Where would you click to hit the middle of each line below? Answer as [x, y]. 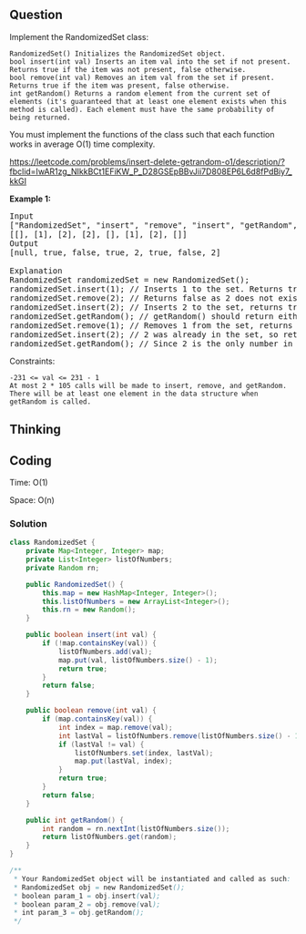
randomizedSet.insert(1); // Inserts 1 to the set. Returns [147, 289]
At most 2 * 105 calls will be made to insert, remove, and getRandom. [148, 385]
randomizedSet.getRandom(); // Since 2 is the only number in [151, 344]
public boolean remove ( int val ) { [91, 711]
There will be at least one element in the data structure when [134, 394]
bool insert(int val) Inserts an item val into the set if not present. [150, 62]
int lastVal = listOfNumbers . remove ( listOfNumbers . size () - [174, 736]
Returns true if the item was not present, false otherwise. [128, 69]
